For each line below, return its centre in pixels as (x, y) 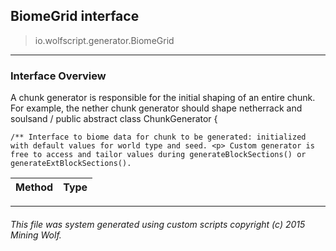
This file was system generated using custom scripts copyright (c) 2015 (158, 224)
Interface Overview (58, 76)
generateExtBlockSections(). (71, 164)
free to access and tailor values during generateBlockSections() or (158, 155)
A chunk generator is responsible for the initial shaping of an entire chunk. (163, 98)
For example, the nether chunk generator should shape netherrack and (156, 108)
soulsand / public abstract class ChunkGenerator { (114, 119)
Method (34, 187)
